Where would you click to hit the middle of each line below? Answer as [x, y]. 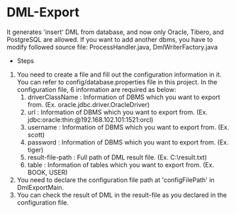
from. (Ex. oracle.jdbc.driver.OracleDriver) [89, 104]
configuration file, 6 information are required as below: [96, 89]
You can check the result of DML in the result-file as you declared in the [122, 195]
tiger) [35, 150]
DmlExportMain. [40, 187]
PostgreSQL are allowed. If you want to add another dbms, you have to [110, 39]
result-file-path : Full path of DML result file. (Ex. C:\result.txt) [117, 157]
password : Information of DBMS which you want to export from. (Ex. [128, 142]
